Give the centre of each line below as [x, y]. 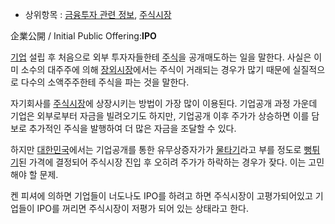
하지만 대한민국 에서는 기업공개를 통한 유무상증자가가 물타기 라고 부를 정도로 [156, 149]
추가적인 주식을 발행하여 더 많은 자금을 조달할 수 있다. [132, 128]
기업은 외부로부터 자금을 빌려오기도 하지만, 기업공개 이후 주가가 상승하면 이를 [160, 116]
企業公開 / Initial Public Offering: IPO [83, 36]
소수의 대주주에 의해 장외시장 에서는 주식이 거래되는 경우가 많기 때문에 [155, 69]
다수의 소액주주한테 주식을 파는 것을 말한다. [105, 82]
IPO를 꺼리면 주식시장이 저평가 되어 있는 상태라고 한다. [142, 208]
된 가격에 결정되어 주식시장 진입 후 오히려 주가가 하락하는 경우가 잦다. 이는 [162, 162]
